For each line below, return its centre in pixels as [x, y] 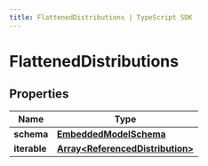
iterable [30, 148]
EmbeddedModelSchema [111, 134]
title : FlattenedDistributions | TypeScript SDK [101, 17]
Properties [39, 94]
